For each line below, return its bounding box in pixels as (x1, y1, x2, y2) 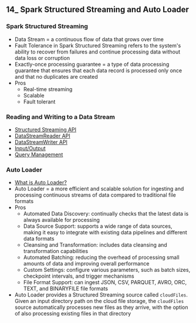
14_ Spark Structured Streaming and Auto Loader (6, 5, 190, 15)
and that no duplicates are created (14, 73, 98, 80)
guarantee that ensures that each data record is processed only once (14, 67, 183, 74)
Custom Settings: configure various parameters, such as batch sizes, (23, 267, 191, 274)
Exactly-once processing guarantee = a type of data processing (14, 60, 170, 68)
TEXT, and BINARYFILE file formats (23, 285, 109, 292)
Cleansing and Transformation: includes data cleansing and (23, 241, 167, 248)
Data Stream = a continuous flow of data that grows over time (14, 35, 164, 43)
